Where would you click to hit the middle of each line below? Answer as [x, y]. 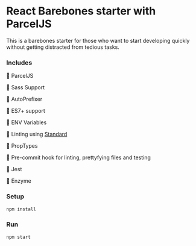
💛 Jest [14, 169]
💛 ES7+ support [26, 111]
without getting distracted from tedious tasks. [63, 47]
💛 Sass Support [26, 87]
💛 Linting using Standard [37, 134]
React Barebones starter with [81, 11]
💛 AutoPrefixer [24, 99]
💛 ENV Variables [27, 122]
